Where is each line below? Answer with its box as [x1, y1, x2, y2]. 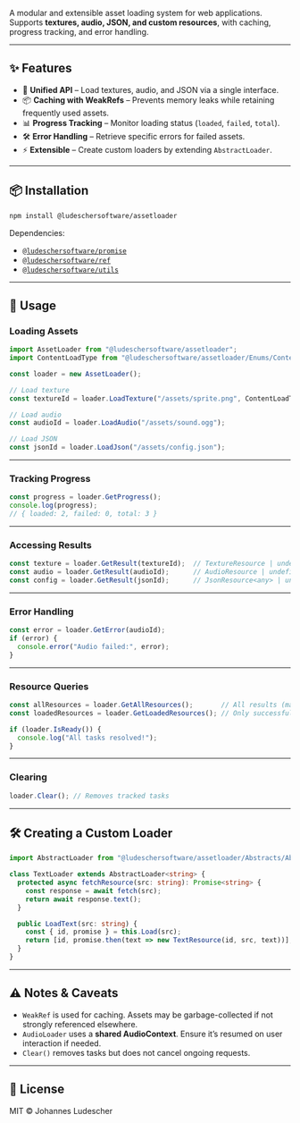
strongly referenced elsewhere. [21, 1018, 138, 1029]
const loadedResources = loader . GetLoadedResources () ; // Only [9, 708, 250, 718]
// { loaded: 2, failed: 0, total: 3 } [9, 510, 158, 519]
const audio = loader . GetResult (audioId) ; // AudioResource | [9, 568, 266, 577]
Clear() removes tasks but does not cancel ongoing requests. [21, 1047, 251, 1058]
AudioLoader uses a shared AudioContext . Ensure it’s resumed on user [21, 1028, 283, 1039]
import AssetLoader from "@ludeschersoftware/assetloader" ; [9, 345, 238, 354]
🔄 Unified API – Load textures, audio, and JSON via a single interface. [21, 84, 279, 95]
